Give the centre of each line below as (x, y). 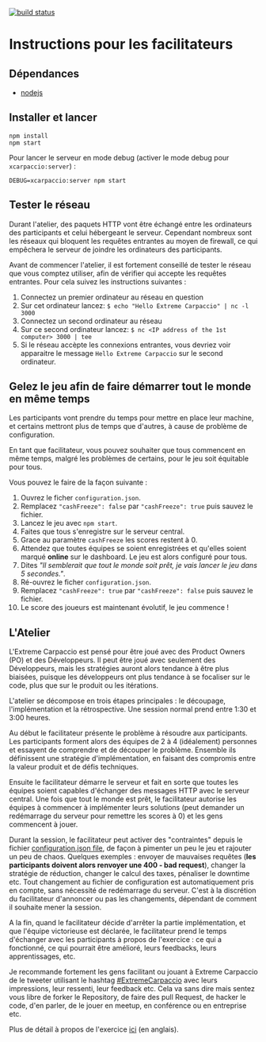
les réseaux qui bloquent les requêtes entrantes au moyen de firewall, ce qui (133, 241)
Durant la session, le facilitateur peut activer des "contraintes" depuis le (126, 840)
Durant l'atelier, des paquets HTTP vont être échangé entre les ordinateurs (131, 224)
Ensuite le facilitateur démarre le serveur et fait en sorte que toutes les (124, 782)
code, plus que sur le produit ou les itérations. (84, 685)
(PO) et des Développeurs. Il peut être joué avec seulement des (112, 660)
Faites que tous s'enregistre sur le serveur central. (103, 531)
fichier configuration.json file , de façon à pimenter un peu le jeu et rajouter (130, 848)
